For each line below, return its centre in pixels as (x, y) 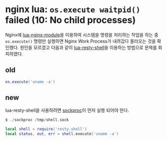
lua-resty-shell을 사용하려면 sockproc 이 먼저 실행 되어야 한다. (67, 111)
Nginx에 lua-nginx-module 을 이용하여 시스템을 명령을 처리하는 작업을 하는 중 (82, 34)
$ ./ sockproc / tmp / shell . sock (37, 120)
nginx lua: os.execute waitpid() (73, 9)
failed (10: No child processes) (70, 20)
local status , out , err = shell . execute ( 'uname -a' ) (62, 134)
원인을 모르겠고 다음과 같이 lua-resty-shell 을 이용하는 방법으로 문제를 (89, 47)
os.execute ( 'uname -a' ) (30, 82)
